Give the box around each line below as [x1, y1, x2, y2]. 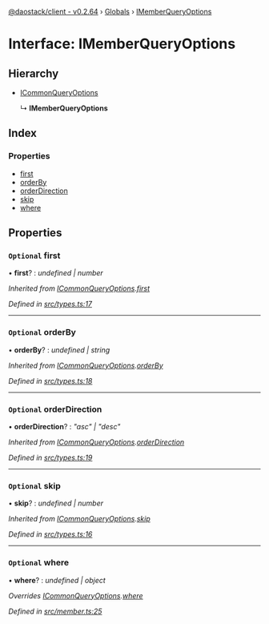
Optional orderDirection [8, 404, 102, 415]
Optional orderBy [8, 327, 76, 338]
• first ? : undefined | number [8, 268, 104, 278]
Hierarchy [8, 66, 59, 80]
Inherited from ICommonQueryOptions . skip [8, 514, 151, 524]
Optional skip [8, 480, 62, 491]
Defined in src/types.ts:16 [8, 529, 93, 539]
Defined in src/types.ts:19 [8, 453, 93, 462]
